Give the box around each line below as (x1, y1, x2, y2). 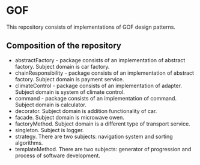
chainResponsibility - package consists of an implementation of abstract (14, 69, 194, 77)
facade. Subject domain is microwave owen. (14, 114, 125, 121)
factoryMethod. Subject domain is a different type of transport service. (14, 120, 190, 127)
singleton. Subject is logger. (14, 126, 84, 133)
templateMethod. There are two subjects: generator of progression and (14, 145, 192, 152)
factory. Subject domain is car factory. (14, 63, 110, 70)
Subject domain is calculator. (14, 101, 87, 108)
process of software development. (14, 152, 100, 159)
